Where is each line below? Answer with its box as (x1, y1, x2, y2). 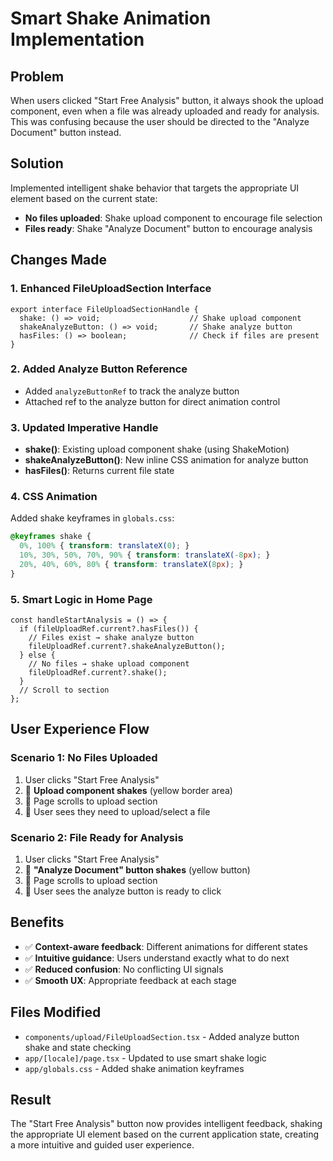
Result (10, 1092, 52, 1109)
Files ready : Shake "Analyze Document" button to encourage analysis (24, 222, 313, 234)
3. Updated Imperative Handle (10, 420, 159, 434)
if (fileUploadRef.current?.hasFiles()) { (19, 624, 199, 634)
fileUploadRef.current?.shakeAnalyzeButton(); (28, 642, 226, 652)
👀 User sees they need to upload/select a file (24, 805, 211, 817)
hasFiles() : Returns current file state (24, 465, 175, 477)
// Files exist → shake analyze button (28, 633, 195, 643)
